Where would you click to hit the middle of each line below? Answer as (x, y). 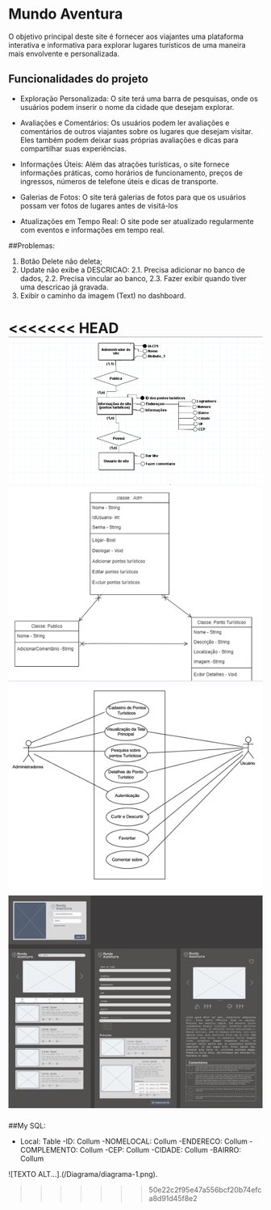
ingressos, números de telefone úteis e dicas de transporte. (119, 181)
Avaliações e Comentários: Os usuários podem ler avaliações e (125, 123)
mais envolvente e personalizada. (64, 53)
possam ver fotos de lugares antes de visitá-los (99, 205)
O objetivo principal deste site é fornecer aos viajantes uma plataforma (126, 36)
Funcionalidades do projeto (79, 79)
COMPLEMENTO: (49, 1149)
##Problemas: (31, 245)
